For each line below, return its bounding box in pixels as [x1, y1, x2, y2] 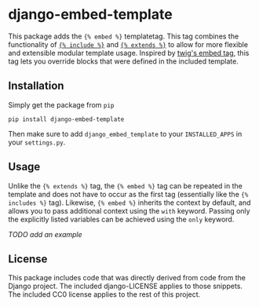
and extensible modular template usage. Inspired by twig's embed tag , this [8, 48, 250, 57]
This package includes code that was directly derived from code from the [8, 273, 246, 283]
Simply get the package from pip [8, 100, 115, 109]
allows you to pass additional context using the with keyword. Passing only [8, 206, 250, 215]
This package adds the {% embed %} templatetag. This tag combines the [8, 31, 239, 41]
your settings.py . [8, 137, 66, 147]
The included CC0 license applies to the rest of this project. [8, 290, 201, 299]
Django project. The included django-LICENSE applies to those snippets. [8, 281, 243, 291]
